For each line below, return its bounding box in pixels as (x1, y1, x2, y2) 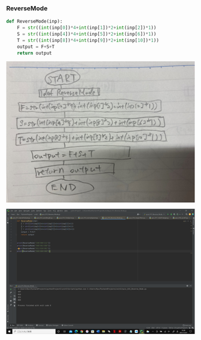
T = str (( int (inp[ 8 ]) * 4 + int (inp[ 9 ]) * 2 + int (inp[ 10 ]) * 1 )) (17, 37, 160, 43)
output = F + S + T (17, 44, 55, 50)
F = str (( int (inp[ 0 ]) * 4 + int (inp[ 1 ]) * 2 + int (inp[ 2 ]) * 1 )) (17, 25, 157, 31)
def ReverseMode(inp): (6, 19, 63, 24)
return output (17, 50, 52, 56)
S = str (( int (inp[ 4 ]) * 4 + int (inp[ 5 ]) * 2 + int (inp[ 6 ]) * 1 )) (17, 31, 157, 37)
